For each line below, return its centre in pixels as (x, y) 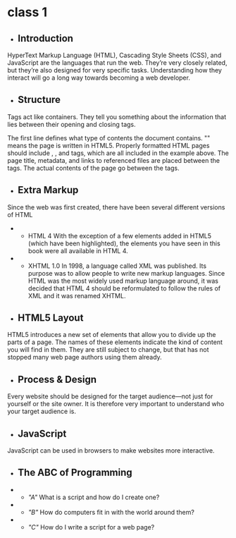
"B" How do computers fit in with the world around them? (111, 512)
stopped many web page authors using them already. (85, 357)
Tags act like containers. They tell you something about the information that (117, 116)
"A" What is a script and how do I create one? (94, 497)
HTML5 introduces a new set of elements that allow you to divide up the (112, 335)
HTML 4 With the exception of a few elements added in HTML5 (120, 236)
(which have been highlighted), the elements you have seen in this (124, 243)
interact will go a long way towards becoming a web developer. (99, 78)
